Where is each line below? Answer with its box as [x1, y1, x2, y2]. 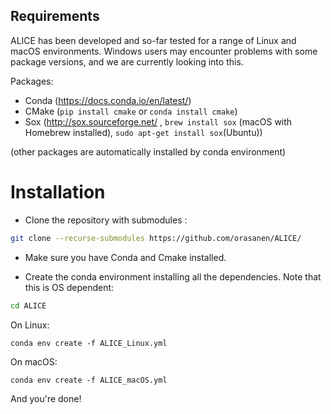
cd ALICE [10, 300, 47, 311]
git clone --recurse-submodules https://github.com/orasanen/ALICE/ [10, 233, 302, 243]
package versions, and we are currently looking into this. [10, 55, 244, 68]
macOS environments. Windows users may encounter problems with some [10, 45, 318, 57]
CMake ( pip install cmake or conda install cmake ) [24, 105, 238, 117]
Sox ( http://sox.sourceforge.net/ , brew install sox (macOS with [24, 115, 293, 128]
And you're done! [10, 392, 82, 404]
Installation [10, 181, 106, 203]
